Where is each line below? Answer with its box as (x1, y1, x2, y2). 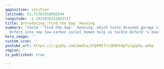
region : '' (5, 48, 27, 52)
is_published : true (5, 52, 45, 57)
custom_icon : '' (5, 39, 38, 44)
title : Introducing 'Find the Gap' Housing (5, 20, 95, 26)
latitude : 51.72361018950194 (5, 12, 64, 17)
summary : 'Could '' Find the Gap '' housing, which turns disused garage (5, 25, 154, 30)
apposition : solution (5, 7, 49, 12)
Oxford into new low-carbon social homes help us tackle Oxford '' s (9, 30, 150, 34)
